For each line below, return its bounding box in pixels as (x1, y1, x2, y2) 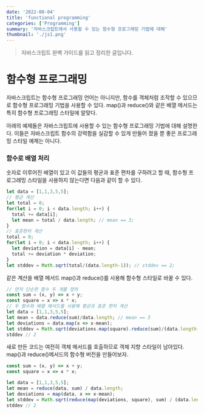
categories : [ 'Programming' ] (6, 20, 80, 26)
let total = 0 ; (6, 200, 45, 206)
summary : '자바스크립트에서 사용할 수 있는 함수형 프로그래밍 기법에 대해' (6, 26, 168, 32)
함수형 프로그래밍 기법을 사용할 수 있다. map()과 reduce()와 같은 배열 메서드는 (12, 102, 198, 109)
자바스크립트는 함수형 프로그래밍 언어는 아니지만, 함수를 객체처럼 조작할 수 (6, 94, 182, 101)
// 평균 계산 (6, 194, 35, 201)
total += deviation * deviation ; (12, 251, 97, 257)
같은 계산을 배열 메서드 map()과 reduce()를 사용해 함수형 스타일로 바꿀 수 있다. (6, 274, 193, 281)
